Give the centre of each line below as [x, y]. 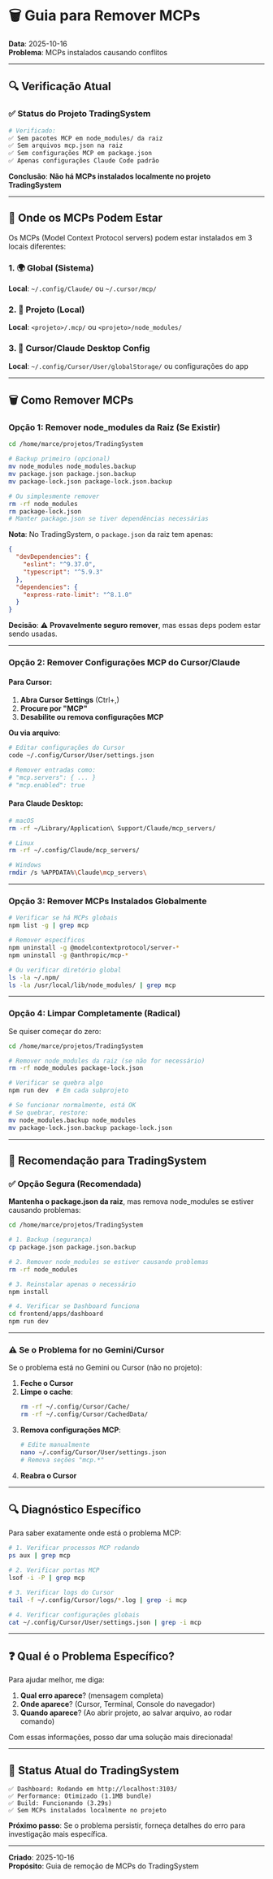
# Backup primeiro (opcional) [60, 459]
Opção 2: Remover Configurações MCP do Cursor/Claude [124, 663]
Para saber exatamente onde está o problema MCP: [95, 1533]
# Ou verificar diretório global [65, 970]
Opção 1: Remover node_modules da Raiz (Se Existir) [115, 427]
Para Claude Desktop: [46, 803]
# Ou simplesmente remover [54, 496]
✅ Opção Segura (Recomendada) [75, 1184]
